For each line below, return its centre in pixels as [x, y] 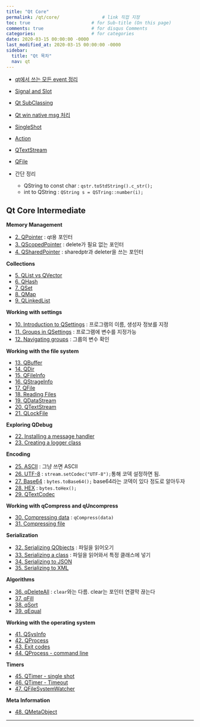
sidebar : [17, 51]
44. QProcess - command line [51, 653]
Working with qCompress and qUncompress [62, 506]
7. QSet [24, 288]
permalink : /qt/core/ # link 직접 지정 [73, 17]
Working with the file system [43, 351]
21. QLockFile [31, 413]
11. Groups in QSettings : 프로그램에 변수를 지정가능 [76, 332]
